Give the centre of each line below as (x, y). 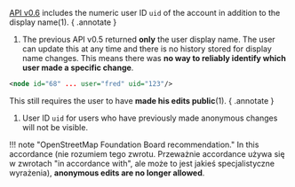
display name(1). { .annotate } (63, 22)
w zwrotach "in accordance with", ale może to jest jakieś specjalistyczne (142, 163)
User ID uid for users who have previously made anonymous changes (150, 118)
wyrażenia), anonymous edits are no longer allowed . (107, 173)
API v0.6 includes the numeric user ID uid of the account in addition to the (145, 13)
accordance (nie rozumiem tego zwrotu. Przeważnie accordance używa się (147, 153)
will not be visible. (55, 127)
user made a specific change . (78, 67)
